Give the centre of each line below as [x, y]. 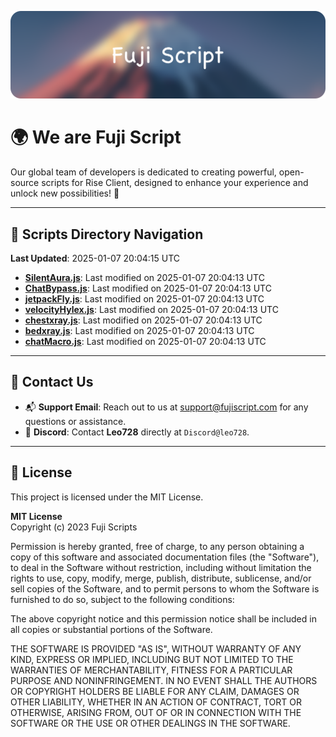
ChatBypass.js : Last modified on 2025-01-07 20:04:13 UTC [148, 288]
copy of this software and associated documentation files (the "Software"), [165, 557]
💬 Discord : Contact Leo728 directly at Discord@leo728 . [137, 432]
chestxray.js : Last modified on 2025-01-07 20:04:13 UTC [143, 320]
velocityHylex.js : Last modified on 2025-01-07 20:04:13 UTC [151, 310]
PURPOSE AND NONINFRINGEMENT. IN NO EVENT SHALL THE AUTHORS [164, 680]
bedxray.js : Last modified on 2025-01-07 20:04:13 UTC [139, 331]
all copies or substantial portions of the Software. [111, 629]
